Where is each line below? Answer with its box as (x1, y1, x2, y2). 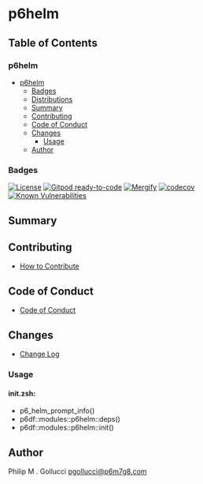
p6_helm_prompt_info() (19, 406, 95, 415)
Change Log (19, 349, 61, 358)
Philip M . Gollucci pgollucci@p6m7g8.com (8, 467, 147, 476)
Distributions (31, 94, 73, 103)
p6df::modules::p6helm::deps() (19, 415, 120, 424)
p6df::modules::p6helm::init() (19, 423, 114, 433)
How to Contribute (19, 261, 80, 271)
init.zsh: (8, 388, 36, 398)
